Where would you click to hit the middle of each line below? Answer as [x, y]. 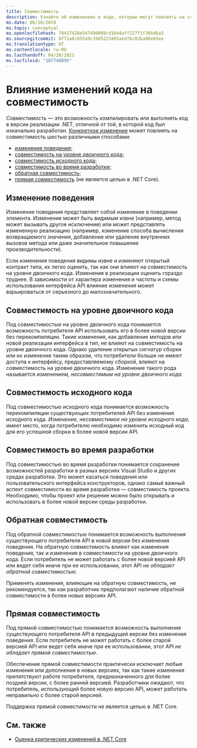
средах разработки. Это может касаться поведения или [77, 477]
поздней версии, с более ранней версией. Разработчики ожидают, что [95, 683]
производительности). [34, 249]
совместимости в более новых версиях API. [62, 595]
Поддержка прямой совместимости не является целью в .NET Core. [92, 706]
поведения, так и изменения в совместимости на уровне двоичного [92, 553]
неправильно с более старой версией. [55, 695]
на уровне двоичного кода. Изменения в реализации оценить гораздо [94, 273]
